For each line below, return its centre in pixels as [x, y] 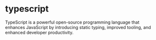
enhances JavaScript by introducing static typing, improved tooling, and [78, 27]
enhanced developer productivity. [39, 32]
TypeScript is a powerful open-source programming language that [72, 22]
